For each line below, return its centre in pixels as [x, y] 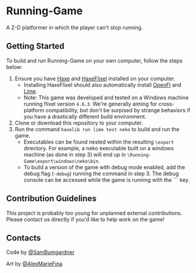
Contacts [24, 238]
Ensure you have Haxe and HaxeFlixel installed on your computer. [95, 78]
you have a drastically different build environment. [85, 116]
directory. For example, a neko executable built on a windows [99, 148]
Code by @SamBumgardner [40, 252]
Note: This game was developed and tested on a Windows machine [106, 97]
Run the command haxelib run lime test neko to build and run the [97, 129]
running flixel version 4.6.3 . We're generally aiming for [90, 104]
